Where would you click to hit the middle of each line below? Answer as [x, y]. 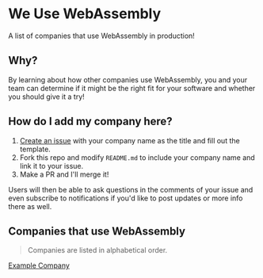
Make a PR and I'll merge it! [64, 174]
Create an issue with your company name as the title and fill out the [130, 140]
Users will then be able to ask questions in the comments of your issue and [131, 189]
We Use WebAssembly [85, 14]
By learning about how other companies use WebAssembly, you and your [128, 79]
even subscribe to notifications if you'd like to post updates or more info [126, 198]
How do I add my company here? [90, 122]
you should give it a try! [46, 97]
